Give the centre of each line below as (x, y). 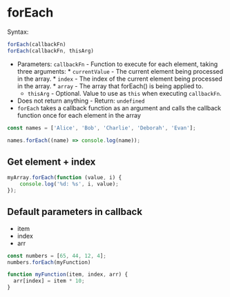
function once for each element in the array (79, 115)
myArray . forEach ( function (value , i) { (65, 178)
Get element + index (51, 162)
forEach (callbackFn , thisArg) (51, 51)
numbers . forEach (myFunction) (49, 262)
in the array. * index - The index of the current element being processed (119, 79)
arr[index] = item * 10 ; (49, 281)
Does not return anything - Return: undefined (81, 101)
